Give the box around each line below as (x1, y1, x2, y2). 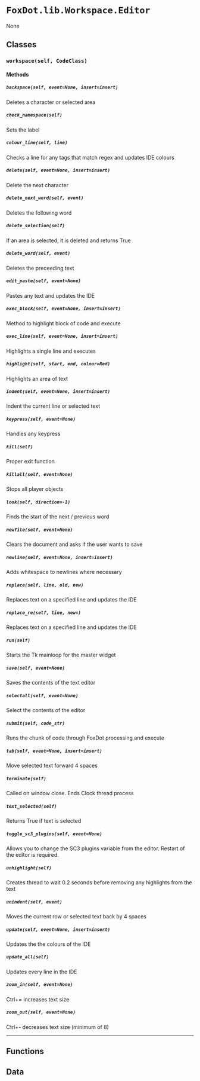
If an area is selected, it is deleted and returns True (6, 237, 131, 244)
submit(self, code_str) (6, 720, 65, 726)
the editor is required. (6, 851, 60, 858)
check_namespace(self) (6, 112, 62, 118)
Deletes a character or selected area (6, 98, 96, 106)
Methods (6, 71, 29, 78)
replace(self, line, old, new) (6, 582, 84, 588)
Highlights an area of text (6, 375, 68, 382)
